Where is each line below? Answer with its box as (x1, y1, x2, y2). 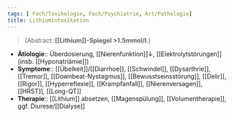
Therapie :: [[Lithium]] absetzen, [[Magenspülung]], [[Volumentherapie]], (17, 94, 227, 102)
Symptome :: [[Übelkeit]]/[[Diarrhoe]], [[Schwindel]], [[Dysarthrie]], (17, 64, 211, 73)
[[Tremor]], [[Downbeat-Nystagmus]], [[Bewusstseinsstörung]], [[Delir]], (17, 71, 227, 81)
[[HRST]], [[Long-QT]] (17, 87, 82, 95)
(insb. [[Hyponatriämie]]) (17, 57, 90, 65)
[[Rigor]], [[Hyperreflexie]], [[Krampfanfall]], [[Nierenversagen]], (17, 79, 203, 88)
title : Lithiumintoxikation (7, 17, 90, 24)
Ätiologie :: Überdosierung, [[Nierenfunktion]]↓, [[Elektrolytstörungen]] (17, 50, 223, 58)
